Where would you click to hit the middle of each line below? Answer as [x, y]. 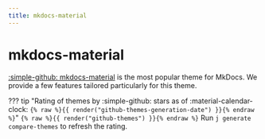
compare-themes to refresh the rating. [68, 126]
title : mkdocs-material [48, 15]
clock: [18, 109]
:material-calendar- [221, 101]
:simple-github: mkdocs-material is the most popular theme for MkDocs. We [133, 77]
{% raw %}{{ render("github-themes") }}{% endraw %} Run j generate [136, 118]
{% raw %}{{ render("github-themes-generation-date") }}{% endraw [142, 110]
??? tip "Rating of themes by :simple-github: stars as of [98, 101]
